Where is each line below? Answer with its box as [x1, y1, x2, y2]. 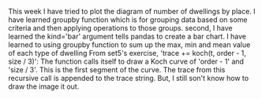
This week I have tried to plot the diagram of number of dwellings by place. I [8, 7, 256, 16]
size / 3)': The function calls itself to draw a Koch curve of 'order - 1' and [8, 57, 245, 66]
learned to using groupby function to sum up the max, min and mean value [8, 40, 251, 49]
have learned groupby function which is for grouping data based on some [8, 15, 248, 24]
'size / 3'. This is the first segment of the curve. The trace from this [8, 65, 226, 74]
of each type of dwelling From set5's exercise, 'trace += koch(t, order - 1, [8, 49, 247, 57]
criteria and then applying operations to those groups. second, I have [8, 24, 233, 32]
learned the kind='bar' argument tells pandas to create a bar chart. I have [8, 31, 247, 41]
